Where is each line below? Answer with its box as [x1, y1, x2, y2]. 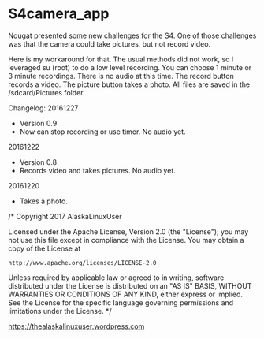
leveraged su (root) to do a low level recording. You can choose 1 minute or [8, 62, 252, 72]
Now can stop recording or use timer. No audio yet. [19, 127, 187, 136]
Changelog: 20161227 [8, 103, 79, 113]
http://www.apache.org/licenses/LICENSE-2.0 [8, 259, 157, 266]
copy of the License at [8, 244, 81, 253]
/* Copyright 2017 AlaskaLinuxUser [8, 211, 122, 221]
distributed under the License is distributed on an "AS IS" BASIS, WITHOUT [8, 281, 252, 290]
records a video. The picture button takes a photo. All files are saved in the [8, 80, 251, 89]
